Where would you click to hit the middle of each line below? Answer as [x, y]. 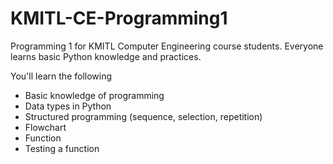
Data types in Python [68, 106]
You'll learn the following [61, 76]
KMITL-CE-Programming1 [119, 18]
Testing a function [62, 148]
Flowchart [45, 127]
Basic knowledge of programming [94, 95]
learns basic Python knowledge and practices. [106, 56]
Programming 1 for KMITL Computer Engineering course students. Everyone [167, 46]
